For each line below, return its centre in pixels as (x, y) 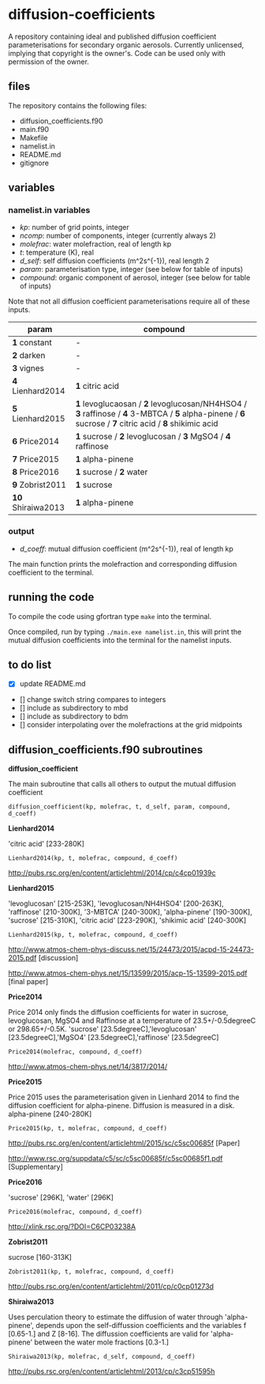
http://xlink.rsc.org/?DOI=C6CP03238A (72, 1227)
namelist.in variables (49, 210)
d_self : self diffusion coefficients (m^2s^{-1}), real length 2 (114, 261)
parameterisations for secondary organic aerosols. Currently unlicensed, (126, 44)
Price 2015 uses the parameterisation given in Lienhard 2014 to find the (124, 1097)
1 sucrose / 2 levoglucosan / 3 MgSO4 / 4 (153, 436)
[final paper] (28, 982)
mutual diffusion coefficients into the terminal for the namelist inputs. (120, 640)
